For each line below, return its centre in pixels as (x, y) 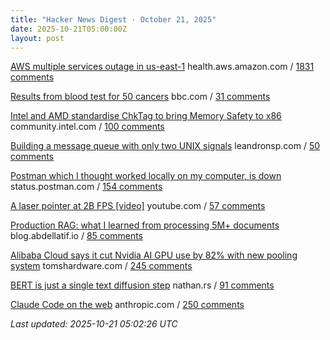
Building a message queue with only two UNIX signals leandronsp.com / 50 (165, 146)
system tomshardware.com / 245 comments (101, 266)
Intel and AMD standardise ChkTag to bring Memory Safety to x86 (146, 116)
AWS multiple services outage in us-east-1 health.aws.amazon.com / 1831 (162, 67)
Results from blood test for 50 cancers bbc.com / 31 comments (140, 97)
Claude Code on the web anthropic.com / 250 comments (127, 305)
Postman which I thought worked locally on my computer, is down (146, 176)
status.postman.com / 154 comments (86, 187)
